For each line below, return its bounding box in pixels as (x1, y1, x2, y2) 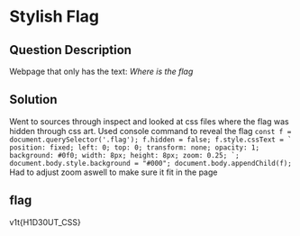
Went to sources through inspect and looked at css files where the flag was (9, 115, 290, 127)
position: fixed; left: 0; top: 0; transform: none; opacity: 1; (9, 142, 259, 152)
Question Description (9, 42, 132, 58)
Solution (9, 92, 58, 107)
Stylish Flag (9, 6, 100, 27)
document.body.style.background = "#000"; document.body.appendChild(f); (9, 159, 293, 168)
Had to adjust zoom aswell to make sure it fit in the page (9, 167, 218, 177)
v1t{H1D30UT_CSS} (9, 216, 81, 227)
